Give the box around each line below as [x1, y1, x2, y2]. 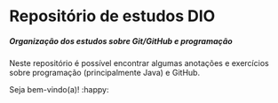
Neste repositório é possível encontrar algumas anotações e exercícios [9, 58, 269, 69]
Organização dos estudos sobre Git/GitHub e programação [9, 35, 233, 46]
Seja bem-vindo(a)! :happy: [9, 85, 109, 95]
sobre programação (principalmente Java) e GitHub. [9, 68, 201, 78]
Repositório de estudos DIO [9, 6, 216, 26]
